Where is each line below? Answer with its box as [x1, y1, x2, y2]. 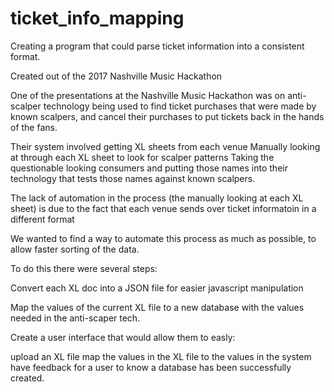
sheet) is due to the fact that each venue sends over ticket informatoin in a [10, 202, 317, 214]
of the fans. [10, 121, 58, 133]
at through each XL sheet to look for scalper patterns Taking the [10, 151, 275, 163]
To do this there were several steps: [10, 262, 158, 274]
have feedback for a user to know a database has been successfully [10, 361, 292, 373]
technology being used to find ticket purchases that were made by [43, 100, 317, 112]
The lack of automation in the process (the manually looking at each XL [10, 192, 304, 204]
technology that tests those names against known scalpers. [10, 172, 256, 184]
